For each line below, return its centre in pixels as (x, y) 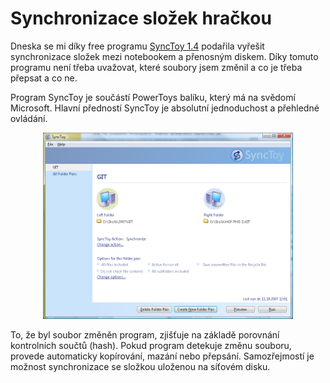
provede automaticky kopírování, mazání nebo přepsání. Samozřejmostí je (162, 356)
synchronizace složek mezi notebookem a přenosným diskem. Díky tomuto (164, 56)
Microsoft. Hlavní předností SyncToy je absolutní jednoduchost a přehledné (165, 108)
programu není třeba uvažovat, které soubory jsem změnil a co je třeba (156, 67)
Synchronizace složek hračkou (141, 18)
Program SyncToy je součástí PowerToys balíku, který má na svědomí (153, 97)
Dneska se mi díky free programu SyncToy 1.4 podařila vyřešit (137, 46)
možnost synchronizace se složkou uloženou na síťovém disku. (140, 366)
